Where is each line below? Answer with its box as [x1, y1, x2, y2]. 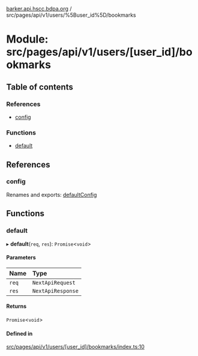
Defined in [6, 330, 33, 337]
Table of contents [6, 82, 73, 92]
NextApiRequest [32, 279, 76, 286]
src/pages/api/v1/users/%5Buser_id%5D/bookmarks [6, 11, 136, 19]
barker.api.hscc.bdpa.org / [6, 5, 72, 12]
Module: [6, 32, 49, 46]
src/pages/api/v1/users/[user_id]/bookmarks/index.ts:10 [6, 343, 145, 351]
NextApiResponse [32, 288, 79, 294]
